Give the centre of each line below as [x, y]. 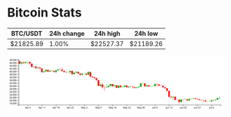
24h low [146, 34]
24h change [67, 34]
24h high [107, 34]
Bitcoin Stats [45, 13]
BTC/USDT [27, 34]
